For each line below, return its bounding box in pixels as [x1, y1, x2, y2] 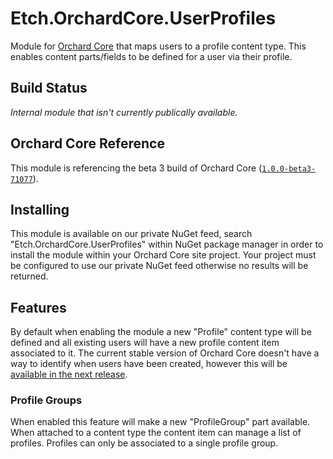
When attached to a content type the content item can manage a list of [10, 427, 302, 439]
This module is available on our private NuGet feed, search [10, 228, 253, 240]
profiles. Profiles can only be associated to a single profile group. [10, 437, 279, 449]
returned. [10, 270, 49, 282]
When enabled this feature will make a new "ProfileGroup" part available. [10, 416, 311, 428]
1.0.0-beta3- [261, 163, 317, 174]
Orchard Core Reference [10, 135, 165, 152]
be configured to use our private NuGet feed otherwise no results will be [10, 260, 309, 272]
